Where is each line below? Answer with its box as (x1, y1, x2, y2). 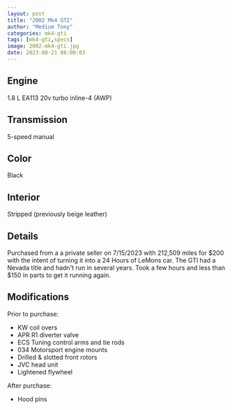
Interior (7, 191, 40, 203)
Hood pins (17, 395, 47, 403)
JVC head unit (17, 360, 59, 369)
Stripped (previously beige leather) (7, 210, 108, 219)
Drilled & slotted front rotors (17, 353, 98, 361)
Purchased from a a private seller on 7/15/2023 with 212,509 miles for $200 (7, 249, 224, 257)
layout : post (7, 10, 45, 17)
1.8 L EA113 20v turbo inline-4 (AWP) (7, 94, 112, 102)
